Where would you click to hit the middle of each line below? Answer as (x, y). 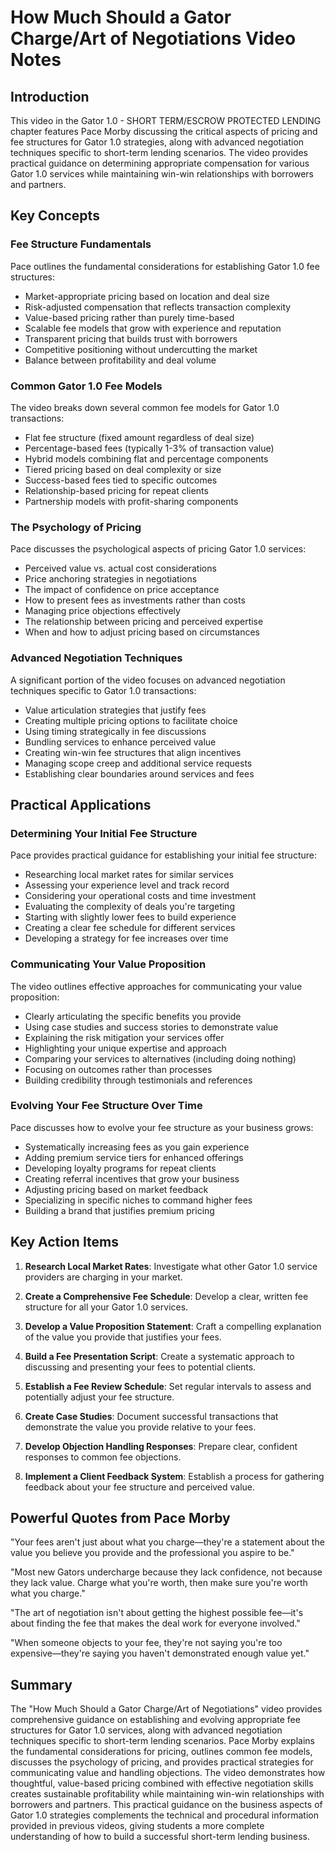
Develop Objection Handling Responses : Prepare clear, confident (161, 1446)
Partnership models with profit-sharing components (131, 501)
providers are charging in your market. (103, 1277)
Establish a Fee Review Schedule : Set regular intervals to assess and (168, 1386)
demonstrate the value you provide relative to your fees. (140, 1427)
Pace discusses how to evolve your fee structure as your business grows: (162, 1127)
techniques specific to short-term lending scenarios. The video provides (159, 152)
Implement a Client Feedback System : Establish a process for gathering (174, 1476)
